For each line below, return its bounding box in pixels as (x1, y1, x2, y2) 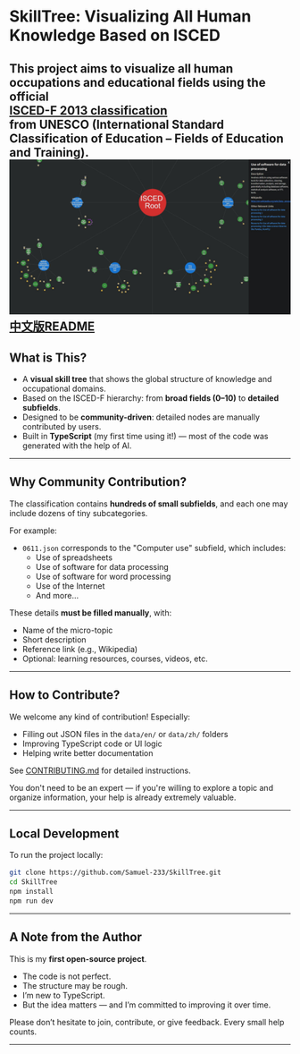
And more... (35, 590, 79, 600)
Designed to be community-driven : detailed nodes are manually (21, 412, 261, 422)
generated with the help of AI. (21, 440, 132, 451)
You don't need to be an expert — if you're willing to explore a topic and (9, 782, 274, 793)
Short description (21, 633, 87, 645)
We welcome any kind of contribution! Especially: (9, 711, 190, 722)
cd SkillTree (9, 878, 58, 887)
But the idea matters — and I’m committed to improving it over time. (21, 999, 271, 1010)
